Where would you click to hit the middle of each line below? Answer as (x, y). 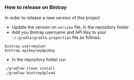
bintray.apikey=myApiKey (30, 51)
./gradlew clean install (30, 69)
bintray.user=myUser (26, 47)
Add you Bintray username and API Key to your (59, 32)
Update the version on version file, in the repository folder (70, 27)
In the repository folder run (39, 60)
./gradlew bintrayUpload (30, 73)
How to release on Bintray (36, 7)
